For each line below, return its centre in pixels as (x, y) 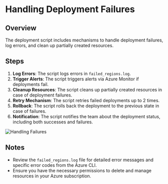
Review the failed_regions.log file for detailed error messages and (83, 160)
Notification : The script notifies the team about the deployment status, (86, 116)
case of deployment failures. (42, 95)
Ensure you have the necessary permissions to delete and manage (82, 170)
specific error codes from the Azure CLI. (55, 165)
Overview (21, 28)
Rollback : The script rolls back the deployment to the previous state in (86, 106)
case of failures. (29, 111)
